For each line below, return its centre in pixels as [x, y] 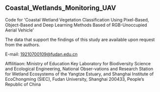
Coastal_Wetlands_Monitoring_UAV [61, 8]
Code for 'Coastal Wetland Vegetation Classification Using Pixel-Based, [77, 19]
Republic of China [23, 84]
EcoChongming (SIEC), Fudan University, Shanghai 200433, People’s [75, 79]
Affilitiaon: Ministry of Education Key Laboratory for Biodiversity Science [78, 63]
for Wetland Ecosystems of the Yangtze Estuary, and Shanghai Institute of [80, 74]
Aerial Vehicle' [20, 30]
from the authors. [23, 45]
